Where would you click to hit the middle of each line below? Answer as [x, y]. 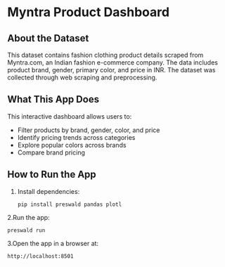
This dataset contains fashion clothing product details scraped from [105, 55]
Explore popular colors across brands [72, 145]
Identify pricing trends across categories [76, 137]
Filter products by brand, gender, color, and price [89, 130]
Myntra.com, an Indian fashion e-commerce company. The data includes [112, 63]
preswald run [26, 230]
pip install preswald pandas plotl [70, 204]
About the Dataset [48, 38]
